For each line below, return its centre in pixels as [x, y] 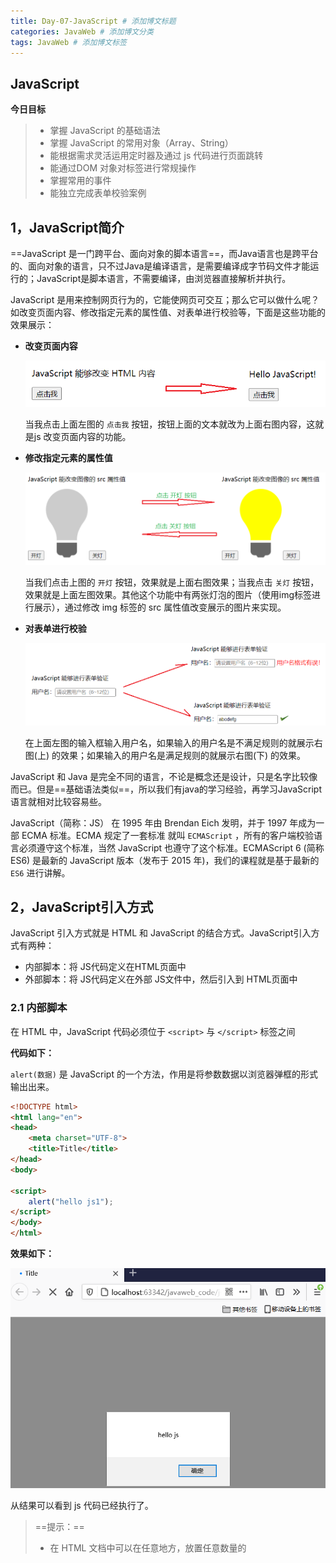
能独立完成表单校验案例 [98, 193]
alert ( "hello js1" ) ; [71, 1201]
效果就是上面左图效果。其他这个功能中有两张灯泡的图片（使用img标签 [168, 594]
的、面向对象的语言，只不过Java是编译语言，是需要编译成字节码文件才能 [160, 266]
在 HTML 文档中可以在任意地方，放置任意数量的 [148, 1547]
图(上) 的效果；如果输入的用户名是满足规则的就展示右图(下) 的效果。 [165, 755]
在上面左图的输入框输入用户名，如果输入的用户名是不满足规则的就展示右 [173, 742]
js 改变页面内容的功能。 [82, 436]
